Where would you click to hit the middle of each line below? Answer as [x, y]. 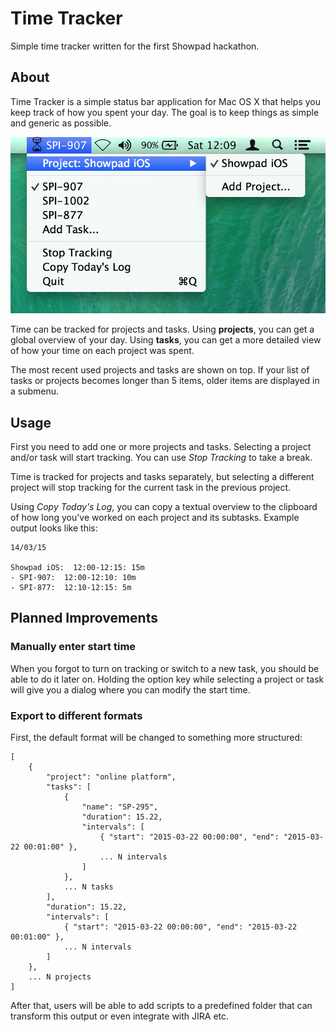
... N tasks [88, 887]
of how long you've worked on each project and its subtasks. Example [155, 517]
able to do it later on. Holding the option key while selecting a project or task [167, 679]
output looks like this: [54, 528]
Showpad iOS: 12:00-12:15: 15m [77, 567]
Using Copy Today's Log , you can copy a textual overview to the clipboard [164, 506]
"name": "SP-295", [120, 807]
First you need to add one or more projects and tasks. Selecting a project [161, 446]
